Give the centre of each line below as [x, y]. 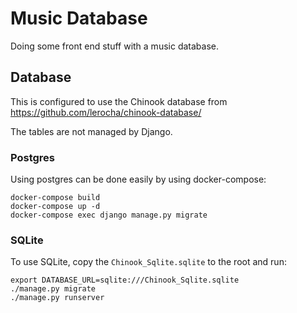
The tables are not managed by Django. [91, 131]
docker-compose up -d [55, 207]
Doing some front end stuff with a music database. [114, 46]
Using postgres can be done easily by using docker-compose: [138, 179]
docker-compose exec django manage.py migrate [109, 215]
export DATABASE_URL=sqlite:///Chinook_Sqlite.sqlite [125, 280]
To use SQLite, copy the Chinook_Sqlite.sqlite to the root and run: [148, 262]
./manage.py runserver [57, 298]
